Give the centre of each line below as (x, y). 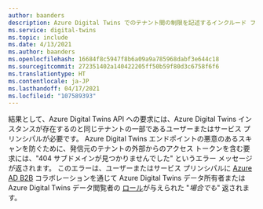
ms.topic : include (38, 37)
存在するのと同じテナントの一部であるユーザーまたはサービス (142, 129)
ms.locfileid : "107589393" (52, 96)
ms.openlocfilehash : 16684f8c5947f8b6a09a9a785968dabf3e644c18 (114, 60)
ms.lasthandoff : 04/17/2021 (54, 88)
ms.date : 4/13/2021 (40, 45)
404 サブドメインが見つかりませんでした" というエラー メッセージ (145, 159)
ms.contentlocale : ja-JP (49, 81)
